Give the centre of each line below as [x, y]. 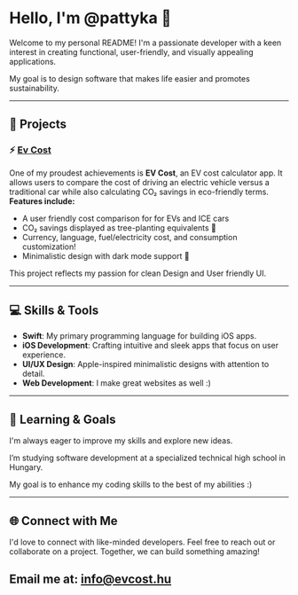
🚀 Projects [38, 125]
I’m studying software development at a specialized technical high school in [148, 458]
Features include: [42, 201]
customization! [49, 247]
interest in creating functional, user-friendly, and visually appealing [132, 51]
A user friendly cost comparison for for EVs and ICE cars [125, 218]
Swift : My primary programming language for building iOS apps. [139, 336]
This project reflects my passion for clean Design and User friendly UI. [138, 273]
